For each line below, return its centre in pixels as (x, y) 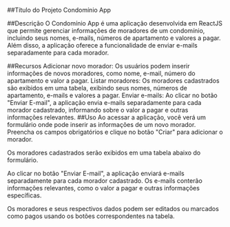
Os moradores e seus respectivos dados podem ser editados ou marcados (113, 209)
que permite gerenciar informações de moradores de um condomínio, (106, 31)
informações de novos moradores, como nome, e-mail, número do (101, 73)
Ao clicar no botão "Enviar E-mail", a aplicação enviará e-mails (96, 173)
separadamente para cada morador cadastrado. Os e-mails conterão (105, 181)
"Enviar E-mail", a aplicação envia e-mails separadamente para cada (104, 102)
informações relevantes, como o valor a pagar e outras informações (103, 188)
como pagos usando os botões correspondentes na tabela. (91, 216)
